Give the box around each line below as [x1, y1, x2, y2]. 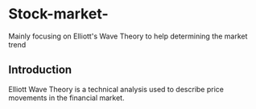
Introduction [8, 63, 72, 77]
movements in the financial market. [8, 93, 125, 103]
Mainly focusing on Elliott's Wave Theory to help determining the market [8, 31, 248, 41]
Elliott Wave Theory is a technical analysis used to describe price [8, 84, 224, 94]
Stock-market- [8, 5, 109, 23]
